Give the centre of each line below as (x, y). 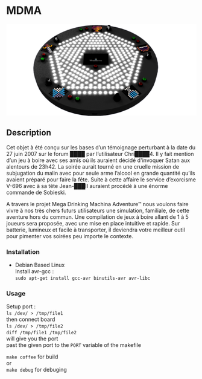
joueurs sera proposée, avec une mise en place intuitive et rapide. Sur (93, 223)
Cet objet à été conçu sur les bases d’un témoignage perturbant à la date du (101, 147)
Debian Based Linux (40, 265)
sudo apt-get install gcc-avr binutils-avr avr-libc (83, 279)
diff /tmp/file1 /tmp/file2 (42, 333)
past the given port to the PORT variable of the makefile (74, 345)
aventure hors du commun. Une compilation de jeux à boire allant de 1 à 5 (97, 217)
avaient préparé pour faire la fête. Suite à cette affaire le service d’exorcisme (101, 180)
